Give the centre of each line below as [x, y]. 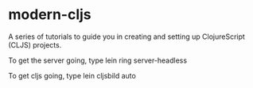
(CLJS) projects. [35, 44]
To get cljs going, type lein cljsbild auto [72, 75]
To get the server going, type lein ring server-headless [98, 60]
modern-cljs [50, 15]
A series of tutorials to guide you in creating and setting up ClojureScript [127, 36]
